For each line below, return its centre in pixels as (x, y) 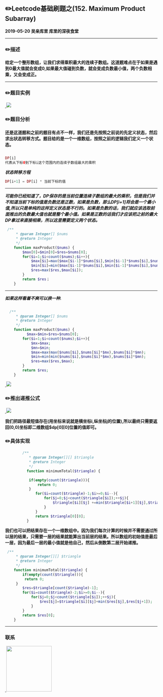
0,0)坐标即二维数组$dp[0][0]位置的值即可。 (55, 427)
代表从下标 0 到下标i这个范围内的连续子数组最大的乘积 (50, 162)
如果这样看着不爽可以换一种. (33, 298)
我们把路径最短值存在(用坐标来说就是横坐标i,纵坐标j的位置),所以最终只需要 (79, 421)
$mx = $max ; (41, 343)
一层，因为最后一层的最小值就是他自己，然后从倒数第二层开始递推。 (73, 543)
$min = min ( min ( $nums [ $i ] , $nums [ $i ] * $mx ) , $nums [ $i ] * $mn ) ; (88, 357)
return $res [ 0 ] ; (39, 615)
